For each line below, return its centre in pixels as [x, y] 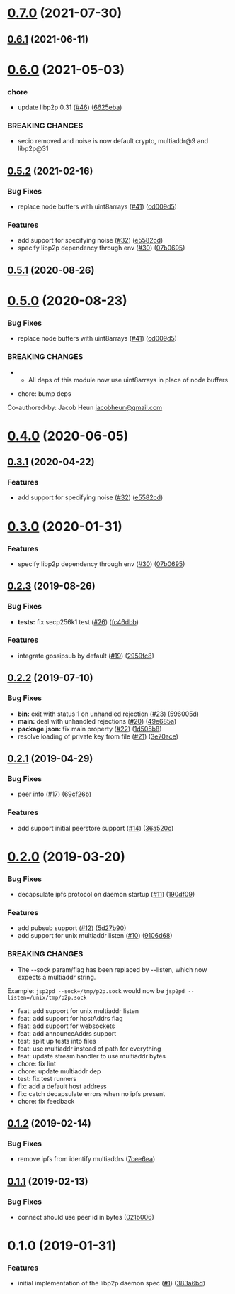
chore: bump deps [44, 393]
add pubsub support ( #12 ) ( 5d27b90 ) [72, 928]
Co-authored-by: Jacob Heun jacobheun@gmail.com [85, 407]
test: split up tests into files [57, 1041]
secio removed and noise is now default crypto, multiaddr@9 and [113, 141]
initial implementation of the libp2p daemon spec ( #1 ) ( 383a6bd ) [111, 1283]
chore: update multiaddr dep [59, 1071]
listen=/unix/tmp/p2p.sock [47, 997]
